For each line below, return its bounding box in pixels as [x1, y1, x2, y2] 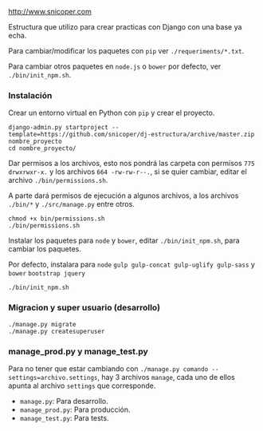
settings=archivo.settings [8, 374, 98, 382]
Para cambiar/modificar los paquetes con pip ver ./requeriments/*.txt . [8, 46, 245, 55]
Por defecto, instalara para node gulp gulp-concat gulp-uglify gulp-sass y [8, 259, 255, 270]
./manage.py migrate [8, 320, 77, 328]
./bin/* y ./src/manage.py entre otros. [8, 200, 135, 209]
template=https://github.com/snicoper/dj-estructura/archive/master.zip [8, 131, 255, 139]
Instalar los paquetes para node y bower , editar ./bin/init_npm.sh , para [8, 235, 241, 246]
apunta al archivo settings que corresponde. [8, 381, 156, 390]
